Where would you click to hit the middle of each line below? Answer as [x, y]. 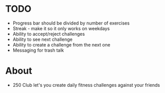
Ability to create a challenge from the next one [62, 44]
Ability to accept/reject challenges [49, 34]
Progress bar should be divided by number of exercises [71, 23]
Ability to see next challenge [42, 39]
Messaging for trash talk [38, 50]
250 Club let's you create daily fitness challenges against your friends [86, 85]
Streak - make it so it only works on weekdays [61, 28]
